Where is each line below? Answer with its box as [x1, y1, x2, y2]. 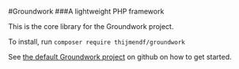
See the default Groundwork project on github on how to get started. [8, 53, 232, 61]
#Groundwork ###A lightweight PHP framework [8, 7, 165, 16]
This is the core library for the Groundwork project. [8, 22, 174, 31]
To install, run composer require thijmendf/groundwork [8, 37, 186, 46]
